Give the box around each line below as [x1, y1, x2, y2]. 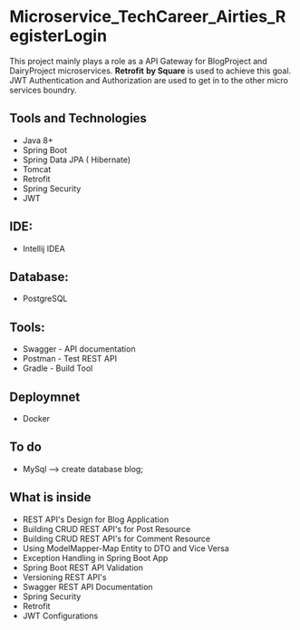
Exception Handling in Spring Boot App [22, 552, 169, 563]
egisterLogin [9, 25, 107, 46]
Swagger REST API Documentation [22, 581, 153, 592]
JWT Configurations [22, 610, 99, 621]
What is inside [9, 489, 92, 505]
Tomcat [22, 163, 52, 174]
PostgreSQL [22, 293, 68, 305]
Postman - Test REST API [22, 354, 118, 364]
